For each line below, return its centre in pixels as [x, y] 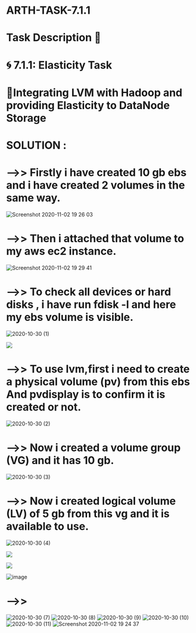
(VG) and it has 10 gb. [60, 460]
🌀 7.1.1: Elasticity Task [59, 65]
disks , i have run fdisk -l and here [91, 304]
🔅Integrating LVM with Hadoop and [94, 92]
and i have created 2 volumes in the [96, 185]
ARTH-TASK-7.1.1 [48, 10]
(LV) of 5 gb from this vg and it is [88, 513]
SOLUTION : [36, 145]
